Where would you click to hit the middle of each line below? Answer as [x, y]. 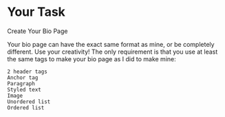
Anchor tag [23, 77]
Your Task [36, 12]
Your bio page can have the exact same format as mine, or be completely [111, 44]
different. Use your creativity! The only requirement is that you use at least [112, 52]
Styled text [24, 89]
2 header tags [28, 72]
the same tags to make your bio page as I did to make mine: [92, 58]
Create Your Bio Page [37, 31]
